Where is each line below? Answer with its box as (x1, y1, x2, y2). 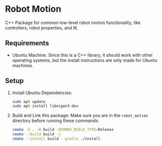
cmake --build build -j (12, 132, 61, 137)
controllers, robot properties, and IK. (5, 24, 79, 30)
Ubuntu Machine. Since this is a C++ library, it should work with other (12, 52, 153, 58)
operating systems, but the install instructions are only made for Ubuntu (12, 57, 158, 63)
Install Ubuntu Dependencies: (12, 90, 73, 96)
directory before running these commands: (12, 118, 99, 123)
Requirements (5, 39, 49, 48)
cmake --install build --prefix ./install (12, 136, 101, 142)
